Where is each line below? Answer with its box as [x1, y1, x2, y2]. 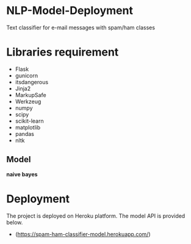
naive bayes [6, 170, 38, 178]
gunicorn [15, 71, 38, 79]
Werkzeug [15, 98, 41, 105]
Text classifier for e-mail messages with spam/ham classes [6, 24, 156, 31]
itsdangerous [15, 78, 49, 85]
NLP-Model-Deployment [6, 4, 133, 18]
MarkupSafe [15, 91, 47, 98]
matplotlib [15, 123, 41, 131]
